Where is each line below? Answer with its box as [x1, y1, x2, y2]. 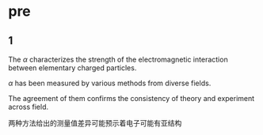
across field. [8, 102, 49, 111]
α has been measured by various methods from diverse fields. [8, 78, 212, 88]
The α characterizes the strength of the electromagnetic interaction [8, 54, 228, 64]
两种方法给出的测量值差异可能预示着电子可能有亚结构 [8, 118, 182, 128]
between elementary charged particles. [8, 63, 137, 73]
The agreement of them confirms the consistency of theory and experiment [8, 94, 255, 103]
